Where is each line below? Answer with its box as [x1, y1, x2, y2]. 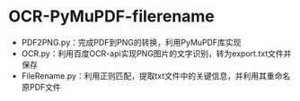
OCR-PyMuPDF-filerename [8, 6, 215, 27]
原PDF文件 [21, 81, 62, 92]
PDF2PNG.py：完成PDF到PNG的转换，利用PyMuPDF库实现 [21, 37, 242, 47]
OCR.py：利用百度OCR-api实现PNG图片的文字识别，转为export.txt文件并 [21, 47, 292, 59]
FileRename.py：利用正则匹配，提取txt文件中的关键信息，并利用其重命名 [21, 70, 291, 81]
